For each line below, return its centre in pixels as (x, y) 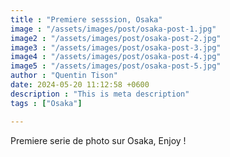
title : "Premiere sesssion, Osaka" (86, 19)
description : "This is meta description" (100, 94)
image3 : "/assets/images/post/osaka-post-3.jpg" (116, 47)
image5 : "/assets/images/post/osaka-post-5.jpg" (116, 66)
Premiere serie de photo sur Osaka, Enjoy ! (98, 140)
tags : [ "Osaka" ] (46, 103)
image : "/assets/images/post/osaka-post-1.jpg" (113, 29)
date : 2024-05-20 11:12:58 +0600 (80, 85)
